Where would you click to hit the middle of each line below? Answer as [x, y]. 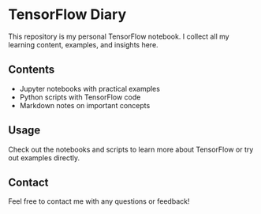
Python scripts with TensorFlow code [80, 97]
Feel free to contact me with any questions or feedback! [99, 201]
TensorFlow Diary [67, 15]
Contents [32, 70]
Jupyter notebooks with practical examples [89, 88]
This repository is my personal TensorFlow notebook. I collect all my [119, 36]
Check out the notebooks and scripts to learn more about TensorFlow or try [131, 149]
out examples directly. [44, 158]
